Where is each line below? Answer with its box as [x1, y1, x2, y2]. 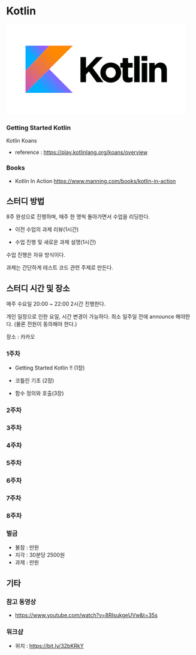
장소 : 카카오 [6, 333, 35, 341]
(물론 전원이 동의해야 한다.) [14, 320, 77, 327]
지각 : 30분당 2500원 [14, 551, 65, 559]
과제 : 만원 [14, 559, 40, 566]
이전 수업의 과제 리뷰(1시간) [14, 226, 79, 233]
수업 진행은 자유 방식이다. [6, 251, 66, 259]
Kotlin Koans [6, 137, 37, 144]
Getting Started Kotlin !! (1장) [14, 364, 85, 372]
